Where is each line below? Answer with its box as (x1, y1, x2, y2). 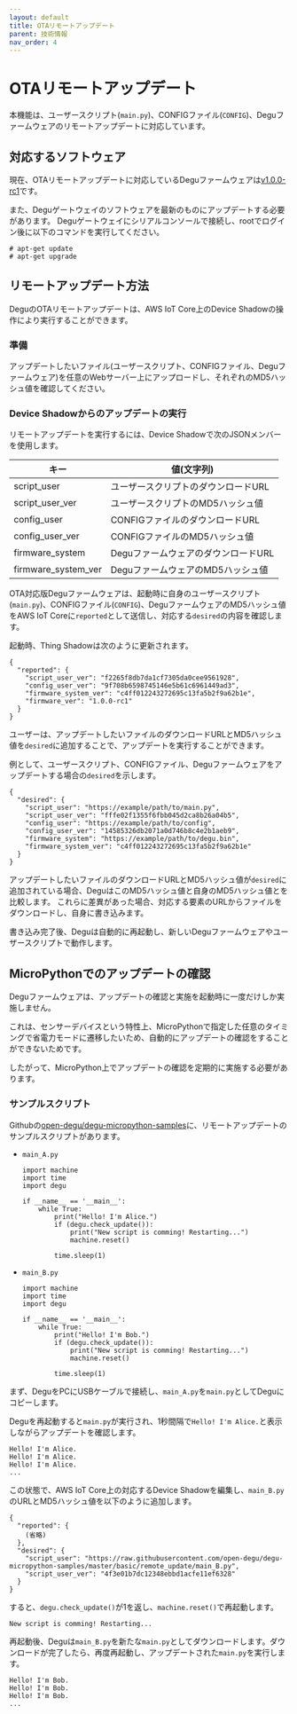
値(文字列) (171, 463, 215, 476)
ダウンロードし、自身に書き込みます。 (9, 908, 149, 918)
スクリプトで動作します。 (24, 938, 117, 948)
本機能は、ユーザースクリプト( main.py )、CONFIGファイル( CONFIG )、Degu (9, 110, 277, 121)
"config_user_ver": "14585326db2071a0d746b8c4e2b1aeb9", (25, 827, 240, 836)
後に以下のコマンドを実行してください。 (16, 227, 165, 237)
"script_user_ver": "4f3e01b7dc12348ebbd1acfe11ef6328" (25, 1569, 237, 1578)
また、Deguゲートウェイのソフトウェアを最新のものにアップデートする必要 (9, 205, 285, 215)
